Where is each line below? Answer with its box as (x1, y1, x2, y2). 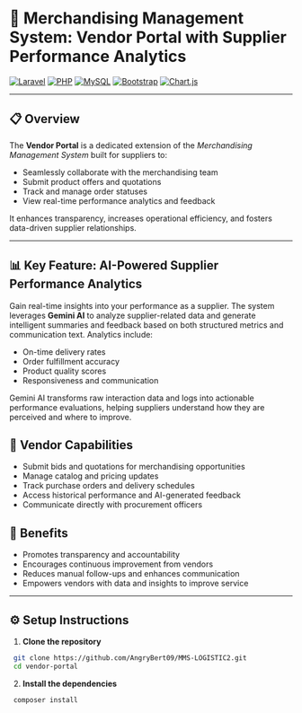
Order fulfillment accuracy (22, 356, 120, 366)
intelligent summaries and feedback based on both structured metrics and (9, 319, 284, 330)
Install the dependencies (22, 678, 118, 689)
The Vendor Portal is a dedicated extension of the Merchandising (9, 139, 253, 151)
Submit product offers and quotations (22, 176, 162, 187)
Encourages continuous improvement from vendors (22, 559, 214, 569)
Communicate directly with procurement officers (22, 499, 203, 510)
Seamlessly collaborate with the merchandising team (22, 166, 218, 178)
